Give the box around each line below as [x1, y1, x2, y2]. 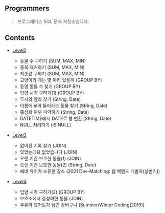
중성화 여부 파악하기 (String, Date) [19, 109, 89, 115]
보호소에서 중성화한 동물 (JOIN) [19, 195, 83, 201]
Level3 [12, 132, 27, 138]
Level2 [12, 47, 27, 53]
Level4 [12, 178, 27, 184]
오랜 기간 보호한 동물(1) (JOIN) [19, 155, 81, 161]
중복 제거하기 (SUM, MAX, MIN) [19, 64, 85, 70]
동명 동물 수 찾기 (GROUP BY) [19, 83, 80, 89]
